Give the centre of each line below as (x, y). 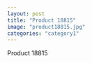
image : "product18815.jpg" (46, 27)
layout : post (26, 14)
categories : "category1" (43, 33)
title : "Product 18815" (42, 20)
